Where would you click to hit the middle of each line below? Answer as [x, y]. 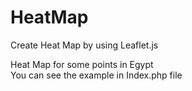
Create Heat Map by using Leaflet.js [84, 45]
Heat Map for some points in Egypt [82, 64]
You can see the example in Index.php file [96, 75]
